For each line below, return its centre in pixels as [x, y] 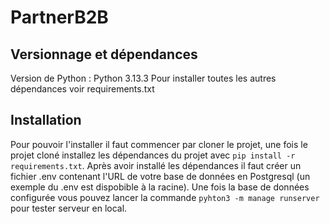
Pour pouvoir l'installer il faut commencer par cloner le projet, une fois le [159, 144]
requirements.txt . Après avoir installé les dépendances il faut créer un [156, 165]
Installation [46, 120]
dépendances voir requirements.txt [82, 89]
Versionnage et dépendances [104, 54]
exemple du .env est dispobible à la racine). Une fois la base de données [160, 187]
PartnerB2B [59, 17]
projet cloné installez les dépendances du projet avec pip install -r [153, 155]
